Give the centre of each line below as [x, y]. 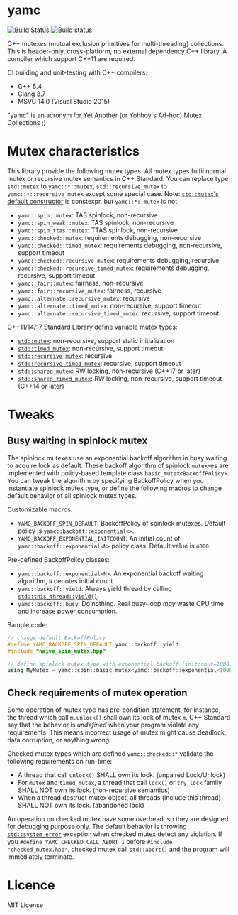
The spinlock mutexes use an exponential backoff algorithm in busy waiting [117, 457]
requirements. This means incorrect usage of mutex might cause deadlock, [117, 732]
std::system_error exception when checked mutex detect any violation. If [115, 834]
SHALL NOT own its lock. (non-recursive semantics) [93, 790]
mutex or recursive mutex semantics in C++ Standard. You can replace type [118, 178]
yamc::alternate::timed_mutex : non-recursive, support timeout [109, 305]
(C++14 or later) [41, 386]
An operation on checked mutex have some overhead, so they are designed [118, 819]
